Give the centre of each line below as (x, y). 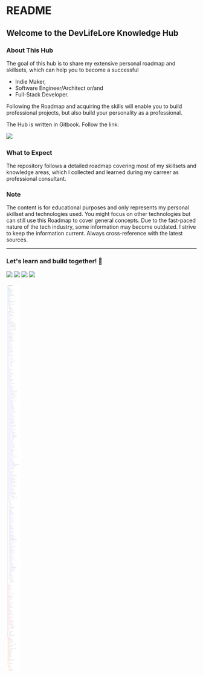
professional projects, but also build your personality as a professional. (94, 112)
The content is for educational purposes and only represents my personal (98, 207)
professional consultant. (36, 179)
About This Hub (30, 50)
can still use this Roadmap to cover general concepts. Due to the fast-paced (101, 221)
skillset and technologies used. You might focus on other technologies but (98, 214)
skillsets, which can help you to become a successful (72, 70)
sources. (17, 240)
